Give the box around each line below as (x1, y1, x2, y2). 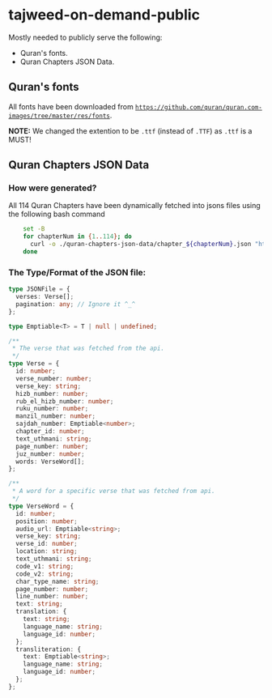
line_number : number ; (15, 593, 89, 601)
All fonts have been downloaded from (8, 101, 134, 111)
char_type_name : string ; (15, 577, 100, 585)
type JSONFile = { (8, 285, 70, 293)
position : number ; (15, 517, 79, 526)
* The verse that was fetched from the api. (11, 344, 164, 353)
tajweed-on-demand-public (8, 6, 201, 24)
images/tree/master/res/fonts (8, 112, 111, 120)
